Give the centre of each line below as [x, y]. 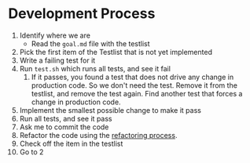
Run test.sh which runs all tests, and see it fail [95, 68]
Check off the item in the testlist [71, 143]
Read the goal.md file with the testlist [91, 43]
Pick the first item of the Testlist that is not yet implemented [116, 52]
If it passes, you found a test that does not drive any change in [132, 77]
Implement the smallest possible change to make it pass [110, 110]
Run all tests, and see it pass [66, 118]
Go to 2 [31, 152]
